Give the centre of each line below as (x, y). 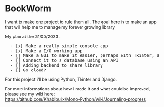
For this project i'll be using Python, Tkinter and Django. (61, 79)
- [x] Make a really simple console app (59, 46)
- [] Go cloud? (28, 70)
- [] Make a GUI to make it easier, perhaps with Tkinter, (82, 55)
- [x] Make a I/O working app (46, 51)
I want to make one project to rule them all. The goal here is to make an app (81, 22)
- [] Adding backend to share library (57, 65)
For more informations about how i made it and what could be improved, (78, 89)
